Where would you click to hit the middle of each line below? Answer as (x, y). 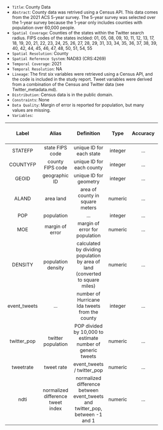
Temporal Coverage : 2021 (37, 64)
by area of (89, 262)
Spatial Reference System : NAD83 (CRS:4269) (59, 58)
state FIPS (56, 148)
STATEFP (22, 151)
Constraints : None (31, 100)
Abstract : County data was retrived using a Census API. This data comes (85, 12)
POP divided (89, 326)
